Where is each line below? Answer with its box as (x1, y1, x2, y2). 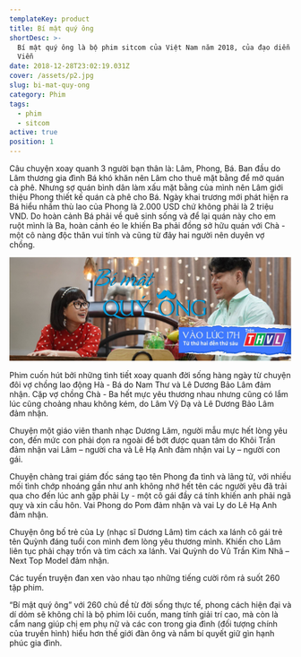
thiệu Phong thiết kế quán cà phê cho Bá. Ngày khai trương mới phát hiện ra (9, 192, 289, 202)
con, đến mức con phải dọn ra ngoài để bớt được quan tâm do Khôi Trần (9, 435, 276, 445)
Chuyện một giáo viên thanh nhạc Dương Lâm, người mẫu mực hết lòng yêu (9, 425, 288, 436)
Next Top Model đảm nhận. (9, 555, 110, 566)
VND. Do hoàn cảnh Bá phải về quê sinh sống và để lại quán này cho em (9, 211, 276, 221)
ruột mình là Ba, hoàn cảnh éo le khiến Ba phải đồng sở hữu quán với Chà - (9, 220, 286, 230)
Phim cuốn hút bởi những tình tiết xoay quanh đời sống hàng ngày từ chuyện (9, 369, 291, 380)
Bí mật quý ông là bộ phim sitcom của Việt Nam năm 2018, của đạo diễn (17, 43, 291, 52)
